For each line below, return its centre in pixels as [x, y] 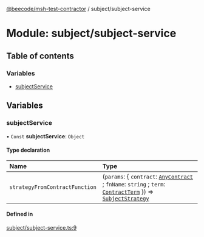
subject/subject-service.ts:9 [42, 227]
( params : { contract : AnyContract [148, 176]
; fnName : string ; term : [134, 184]
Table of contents [40, 56]
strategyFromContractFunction [53, 187]
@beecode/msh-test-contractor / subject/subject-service [78, 9]
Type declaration [28, 150]
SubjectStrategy [126, 198]
